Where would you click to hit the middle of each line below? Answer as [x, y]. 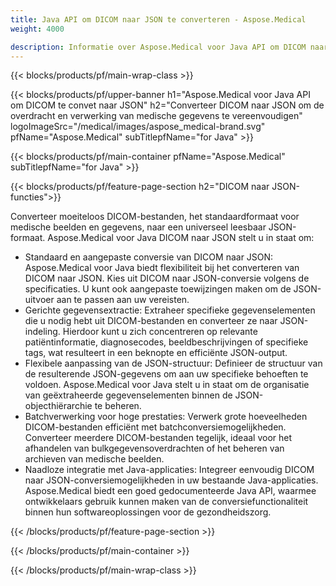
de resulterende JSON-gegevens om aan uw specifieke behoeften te [166, 374]
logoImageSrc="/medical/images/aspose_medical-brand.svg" [138, 127]
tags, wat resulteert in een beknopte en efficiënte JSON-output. [156, 353]
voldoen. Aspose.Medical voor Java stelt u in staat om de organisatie [167, 385]
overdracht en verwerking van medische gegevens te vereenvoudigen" [156, 116]
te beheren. [118, 406]
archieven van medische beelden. [94, 459]
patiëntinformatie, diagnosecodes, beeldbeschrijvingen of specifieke [166, 342]
